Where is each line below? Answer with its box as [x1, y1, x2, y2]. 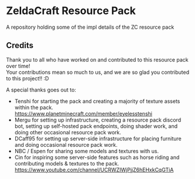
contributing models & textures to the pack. [14, 160, 119, 167]
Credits [6, 40, 34, 50]
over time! [6, 62, 30, 69]
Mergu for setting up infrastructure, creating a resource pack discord [14, 116, 182, 123]
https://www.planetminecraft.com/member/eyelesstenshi [14, 110, 152, 117]
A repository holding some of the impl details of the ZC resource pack [6, 23, 175, 31]
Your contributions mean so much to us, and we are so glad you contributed [6, 69, 189, 76]
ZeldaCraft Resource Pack [6, 4, 136, 18]
